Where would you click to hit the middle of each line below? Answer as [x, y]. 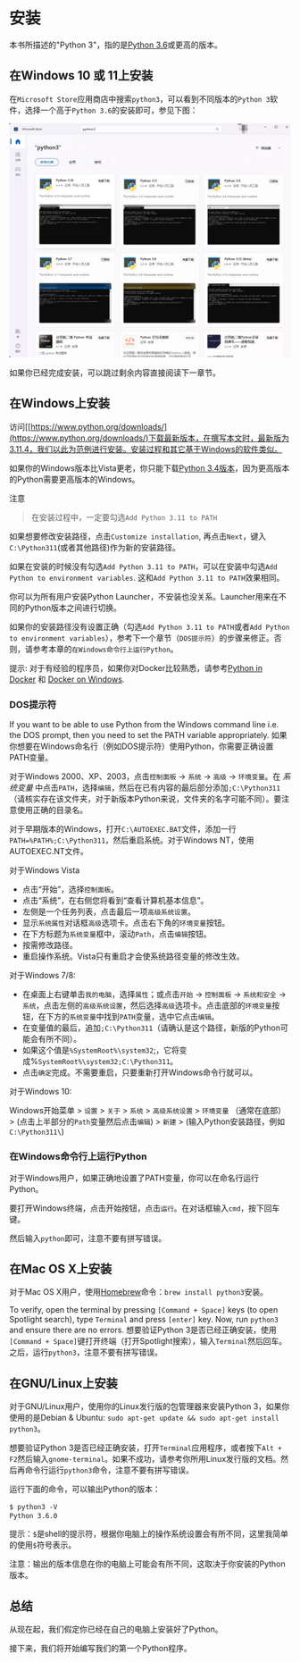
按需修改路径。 [50, 945]
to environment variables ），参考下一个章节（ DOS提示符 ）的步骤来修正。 [142, 638]
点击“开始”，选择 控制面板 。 [70, 889]
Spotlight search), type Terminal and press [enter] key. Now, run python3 [144, 1320]
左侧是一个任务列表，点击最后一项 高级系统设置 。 [109, 911]
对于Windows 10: [41, 1092]
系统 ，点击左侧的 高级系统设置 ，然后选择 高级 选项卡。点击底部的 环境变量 [147, 1005]
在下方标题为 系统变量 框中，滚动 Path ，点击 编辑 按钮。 [117, 934]
